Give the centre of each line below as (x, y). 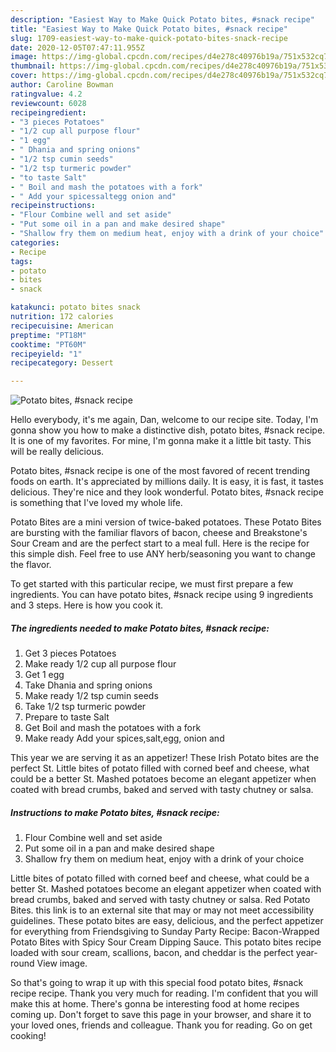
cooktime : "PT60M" (48, 344)
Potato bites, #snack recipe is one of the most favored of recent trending (160, 471)
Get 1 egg (44, 675)
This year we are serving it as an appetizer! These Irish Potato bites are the (165, 758)
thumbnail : (33, 66)
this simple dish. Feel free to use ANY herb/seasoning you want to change (163, 554)
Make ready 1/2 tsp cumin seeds (91, 696)
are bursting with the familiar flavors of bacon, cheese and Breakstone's (159, 533)
